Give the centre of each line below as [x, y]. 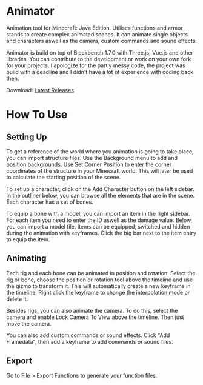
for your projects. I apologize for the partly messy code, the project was [96, 65]
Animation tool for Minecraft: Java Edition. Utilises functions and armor [95, 28]
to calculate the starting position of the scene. [64, 177]
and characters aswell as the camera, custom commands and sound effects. [101, 41]
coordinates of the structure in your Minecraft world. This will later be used [100, 170]
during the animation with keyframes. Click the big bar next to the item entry [101, 233]
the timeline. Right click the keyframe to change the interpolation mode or [98, 292]
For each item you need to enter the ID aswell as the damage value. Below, [99, 220]
